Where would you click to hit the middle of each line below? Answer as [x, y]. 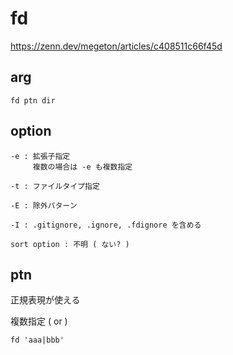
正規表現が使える [45, 300]
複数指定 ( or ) [39, 321]
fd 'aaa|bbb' [37, 340]
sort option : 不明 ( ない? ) [70, 244]
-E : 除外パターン [44, 205]
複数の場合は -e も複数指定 [82, 167]
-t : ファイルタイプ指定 [55, 186]
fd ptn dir [33, 100]
